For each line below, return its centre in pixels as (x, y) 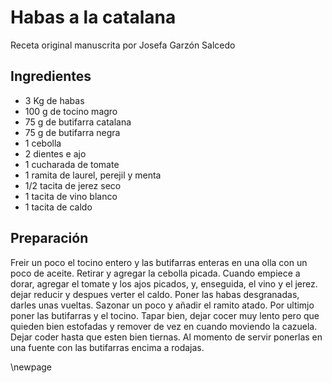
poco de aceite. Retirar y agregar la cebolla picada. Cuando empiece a (155, 273)
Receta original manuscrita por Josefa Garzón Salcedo (123, 45)
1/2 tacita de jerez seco (73, 185)
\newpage (31, 367)
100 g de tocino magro (71, 111)
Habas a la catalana (93, 17)
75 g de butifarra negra (72, 132)
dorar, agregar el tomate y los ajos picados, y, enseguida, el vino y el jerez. (164, 283)
